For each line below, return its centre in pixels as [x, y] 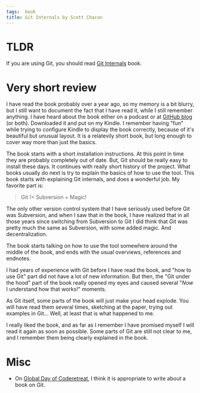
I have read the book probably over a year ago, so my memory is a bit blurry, [100, 104]
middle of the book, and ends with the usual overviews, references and [93, 252]
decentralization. [27, 234]
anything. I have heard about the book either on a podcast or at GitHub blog [99, 117]
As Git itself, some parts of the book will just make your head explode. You [98, 301]
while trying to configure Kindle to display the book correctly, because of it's [100, 130]
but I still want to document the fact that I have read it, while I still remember [99, 111]
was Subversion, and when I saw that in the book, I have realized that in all [98, 215]
